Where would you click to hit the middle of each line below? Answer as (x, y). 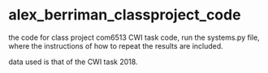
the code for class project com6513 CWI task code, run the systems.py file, (134, 37)
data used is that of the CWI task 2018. (73, 62)
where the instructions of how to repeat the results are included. (116, 45)
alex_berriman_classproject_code (125, 15)
